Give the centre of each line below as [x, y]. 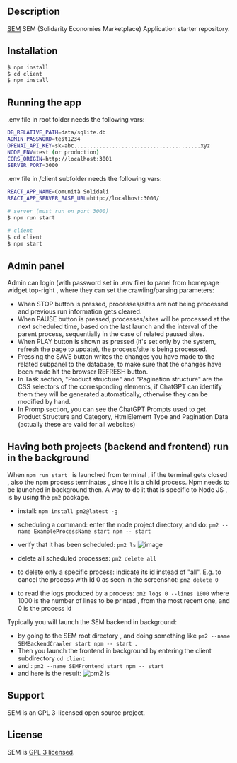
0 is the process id [45, 609]
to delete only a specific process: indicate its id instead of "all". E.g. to [119, 572]
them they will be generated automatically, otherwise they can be [113, 394]
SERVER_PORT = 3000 [33, 166]
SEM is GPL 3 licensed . [41, 752]
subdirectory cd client [51, 658]
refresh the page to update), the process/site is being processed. [112, 349]
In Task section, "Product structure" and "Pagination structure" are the [120, 379]
